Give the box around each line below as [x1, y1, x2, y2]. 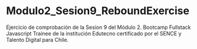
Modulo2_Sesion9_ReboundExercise [6, 4, 190, 18]
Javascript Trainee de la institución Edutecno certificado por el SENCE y [6, 30, 182, 37]
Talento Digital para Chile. [6, 36, 69, 43]
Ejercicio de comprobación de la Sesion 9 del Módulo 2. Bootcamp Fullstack [6, 24, 191, 31]
